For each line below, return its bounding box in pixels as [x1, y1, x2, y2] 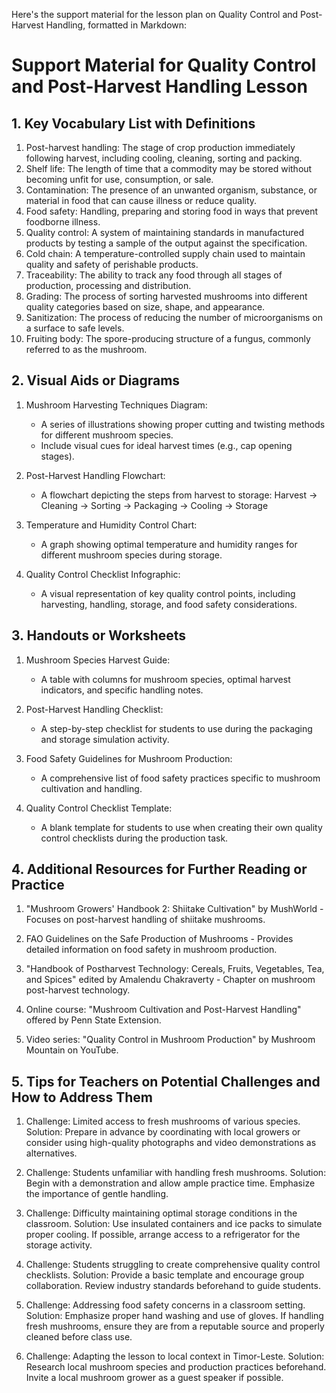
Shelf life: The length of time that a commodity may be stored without [25, 163, 313, 174]
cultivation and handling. [40, 782, 143, 794]
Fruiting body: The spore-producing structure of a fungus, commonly [25, 333, 311, 344]
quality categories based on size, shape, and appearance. [25, 301, 266, 313]
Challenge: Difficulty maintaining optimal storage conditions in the [25, 1207, 298, 1219]
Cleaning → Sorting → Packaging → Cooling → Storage [40, 499, 269, 511]
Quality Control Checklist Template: [25, 802, 173, 814]
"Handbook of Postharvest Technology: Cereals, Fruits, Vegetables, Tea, [25, 963, 325, 975]
